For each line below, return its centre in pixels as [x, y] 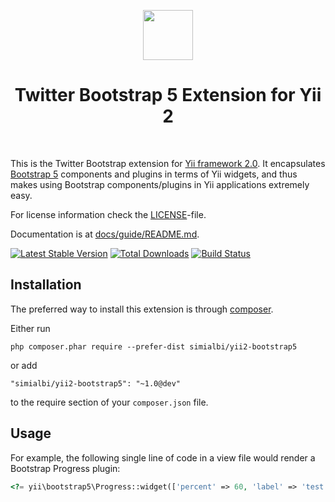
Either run [30, 328]
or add [24, 365]
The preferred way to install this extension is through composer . [142, 309]
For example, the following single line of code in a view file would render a [163, 457]
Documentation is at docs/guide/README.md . [105, 234]
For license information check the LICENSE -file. [108, 214]
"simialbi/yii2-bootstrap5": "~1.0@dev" [96, 383]
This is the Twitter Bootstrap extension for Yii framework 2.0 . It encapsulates [168, 163]
